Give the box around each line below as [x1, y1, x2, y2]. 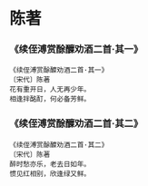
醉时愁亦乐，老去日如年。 [9, 160, 91, 169]
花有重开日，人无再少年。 [9, 85, 91, 94]
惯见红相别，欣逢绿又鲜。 [9, 169, 91, 178]
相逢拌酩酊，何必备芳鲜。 [9, 94, 91, 104]
